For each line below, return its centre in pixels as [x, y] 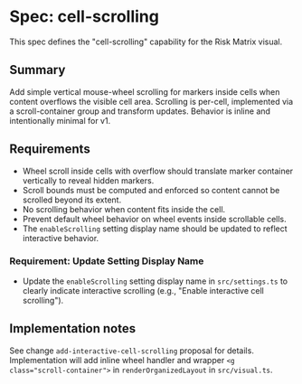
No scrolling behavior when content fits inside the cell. [124, 209]
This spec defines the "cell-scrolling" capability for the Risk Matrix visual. [146, 42]
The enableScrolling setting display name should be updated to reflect [155, 229]
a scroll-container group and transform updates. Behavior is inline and [140, 111]
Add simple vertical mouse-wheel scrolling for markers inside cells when [145, 91]
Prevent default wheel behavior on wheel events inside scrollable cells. [154, 219]
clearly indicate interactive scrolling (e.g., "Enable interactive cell [143, 290]
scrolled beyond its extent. [72, 200]
